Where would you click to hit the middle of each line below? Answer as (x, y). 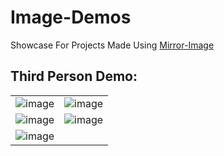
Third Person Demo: (74, 76)
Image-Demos (71, 17)
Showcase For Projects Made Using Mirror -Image (112, 45)
